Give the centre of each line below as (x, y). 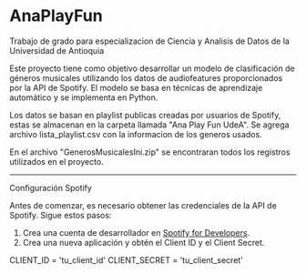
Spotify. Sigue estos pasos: (61, 215)
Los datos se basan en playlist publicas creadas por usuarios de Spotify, (145, 115)
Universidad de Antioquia (57, 50)
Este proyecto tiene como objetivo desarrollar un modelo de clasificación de (152, 68)
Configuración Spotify (51, 188)
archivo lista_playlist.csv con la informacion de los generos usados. (136, 134)
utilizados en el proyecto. (57, 161)
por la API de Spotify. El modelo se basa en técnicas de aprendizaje (136, 87)
